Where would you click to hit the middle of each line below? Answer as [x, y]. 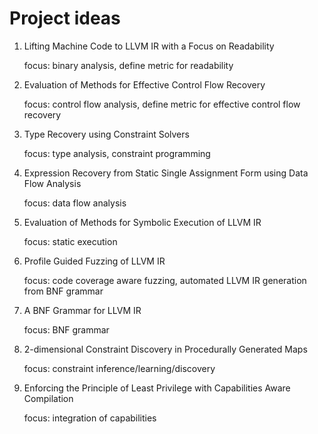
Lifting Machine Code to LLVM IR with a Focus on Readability [149, 46]
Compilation [48, 398]
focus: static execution [70, 241]
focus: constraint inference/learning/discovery [119, 368]
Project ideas [65, 18]
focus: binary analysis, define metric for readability [128, 65]
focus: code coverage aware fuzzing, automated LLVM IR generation [165, 280]
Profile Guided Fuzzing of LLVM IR [94, 261]
